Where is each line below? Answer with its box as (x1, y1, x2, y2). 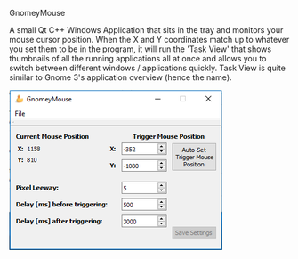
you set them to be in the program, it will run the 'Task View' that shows (9, 44, 272, 54)
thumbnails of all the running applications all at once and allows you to (9, 53, 267, 63)
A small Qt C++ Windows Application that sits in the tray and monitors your (9, 25, 284, 35)
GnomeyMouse (9, 8, 66, 18)
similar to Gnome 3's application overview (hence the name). (9, 72, 233, 83)
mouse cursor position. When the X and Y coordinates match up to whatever (9, 35, 290, 45)
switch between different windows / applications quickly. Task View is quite (9, 62, 286, 73)
